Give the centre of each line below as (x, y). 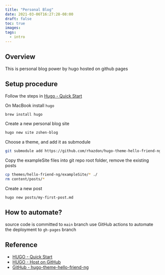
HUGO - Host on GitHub (37, 262)
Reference (21, 245)
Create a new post (24, 188)
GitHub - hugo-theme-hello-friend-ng (50, 267)
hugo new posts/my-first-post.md (39, 197)
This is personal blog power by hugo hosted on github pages (67, 69)
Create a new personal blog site (37, 124)
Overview (20, 57)
